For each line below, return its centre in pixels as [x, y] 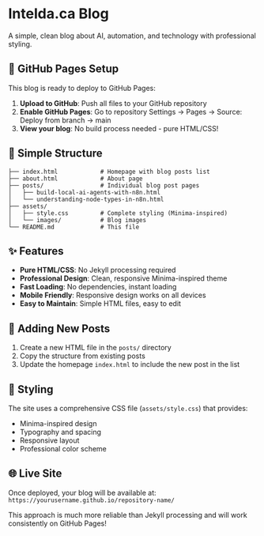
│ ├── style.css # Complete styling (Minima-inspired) [118, 213]
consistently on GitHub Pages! [57, 523]
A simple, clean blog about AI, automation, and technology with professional [132, 36]
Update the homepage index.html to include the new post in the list [130, 364]
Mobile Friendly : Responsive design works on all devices [113, 295]
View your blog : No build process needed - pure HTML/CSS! [119, 128]
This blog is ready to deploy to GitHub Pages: [82, 88]
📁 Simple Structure [55, 154]
